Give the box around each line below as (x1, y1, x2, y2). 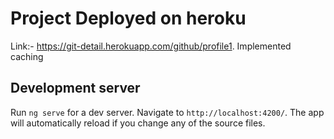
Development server (10, 80, 141, 97)
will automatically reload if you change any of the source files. (10, 117, 266, 129)
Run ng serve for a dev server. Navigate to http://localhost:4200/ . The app (10, 106, 325, 118)
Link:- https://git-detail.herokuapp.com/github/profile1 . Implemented (10, 40, 292, 52)
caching (10, 50, 44, 62)
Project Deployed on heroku (10, 7, 247, 30)
